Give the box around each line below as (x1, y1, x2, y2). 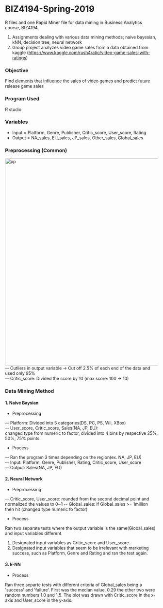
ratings (12, 55, 27, 60)
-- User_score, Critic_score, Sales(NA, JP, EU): (5, 425, 98, 431)
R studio (5, 106, 22, 112)
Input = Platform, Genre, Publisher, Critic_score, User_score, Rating (12, 129, 147, 135)
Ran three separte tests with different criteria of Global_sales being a (5, 582, 142, 588)
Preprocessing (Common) (5, 147, 67, 154)
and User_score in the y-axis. (14, 597, 73, 603)
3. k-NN (5, 561, 21, 568)
